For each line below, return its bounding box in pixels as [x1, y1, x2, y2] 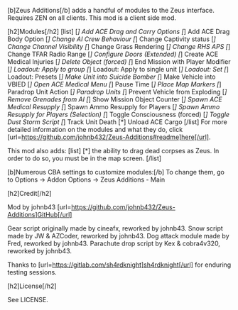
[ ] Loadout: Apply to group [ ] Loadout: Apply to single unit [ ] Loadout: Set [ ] [7, 65, 229, 73]
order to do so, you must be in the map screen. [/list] [7, 154, 162, 162]
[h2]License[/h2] [7, 282, 57, 290]
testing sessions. [7, 268, 57, 276]
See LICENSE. [7, 296, 48, 304]
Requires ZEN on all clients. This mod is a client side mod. [7, 13, 176, 22]
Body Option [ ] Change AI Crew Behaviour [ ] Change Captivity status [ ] [7, 35, 217, 43]
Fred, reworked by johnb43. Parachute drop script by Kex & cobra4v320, [7, 239, 220, 248]
